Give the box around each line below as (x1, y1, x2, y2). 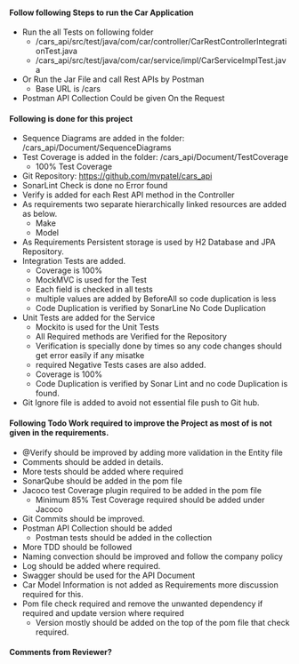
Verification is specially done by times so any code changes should (35, 340, 282, 351)
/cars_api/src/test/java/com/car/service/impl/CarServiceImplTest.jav (35, 55, 287, 66)
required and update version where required (21, 607, 185, 618)
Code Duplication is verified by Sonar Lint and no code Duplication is (35, 379, 288, 389)
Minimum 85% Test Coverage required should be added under (35, 494, 265, 505)
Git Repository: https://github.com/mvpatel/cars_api (21, 171, 213, 181)
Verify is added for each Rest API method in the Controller (21, 189, 235, 200)
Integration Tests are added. (21, 256, 126, 267)
